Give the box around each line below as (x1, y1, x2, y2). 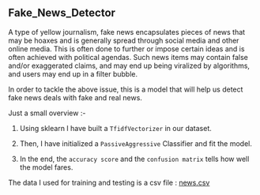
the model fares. (19, 162, 73, 172)
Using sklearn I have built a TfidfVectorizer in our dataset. (19, 123, 212, 133)
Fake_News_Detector (8, 6, 116, 20)
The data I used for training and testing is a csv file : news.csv (8, 178, 210, 187)
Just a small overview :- (8, 108, 86, 118)
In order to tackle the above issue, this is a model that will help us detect (8, 84, 243, 94)
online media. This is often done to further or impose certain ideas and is (8, 43, 245, 54)
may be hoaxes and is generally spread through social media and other (8, 36, 239, 45)
